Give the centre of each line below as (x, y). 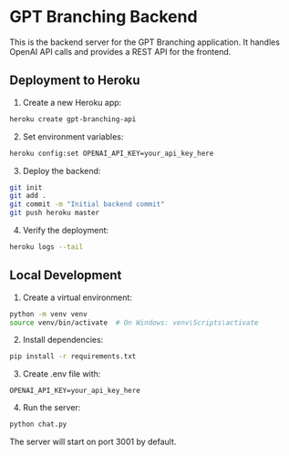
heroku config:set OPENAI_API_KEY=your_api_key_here (112, 153)
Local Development (66, 275)
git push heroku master (55, 213)
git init (26, 187)
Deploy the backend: (62, 171)
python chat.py (38, 425)
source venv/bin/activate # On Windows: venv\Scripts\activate (134, 322)
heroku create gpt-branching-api (73, 119)
